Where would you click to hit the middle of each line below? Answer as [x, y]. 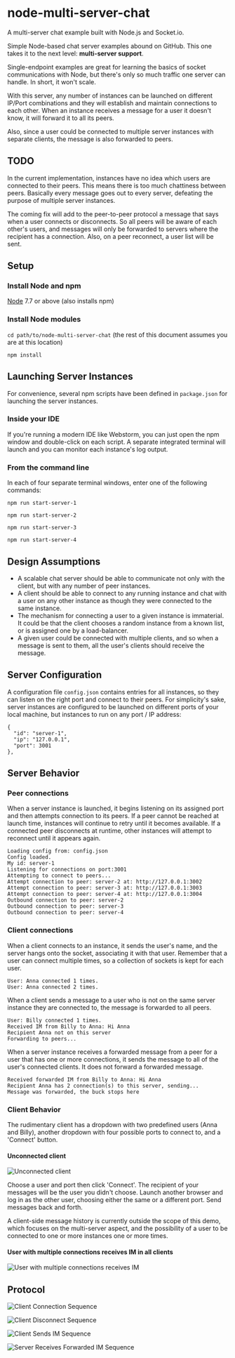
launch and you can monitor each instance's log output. [88, 449]
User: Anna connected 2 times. [53, 987]
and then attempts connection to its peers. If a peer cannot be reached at [113, 816]
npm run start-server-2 [42, 515]
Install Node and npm [44, 286]
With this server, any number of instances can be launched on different [110, 95]
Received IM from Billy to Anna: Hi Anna [69, 1027]
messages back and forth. [45, 1207]
